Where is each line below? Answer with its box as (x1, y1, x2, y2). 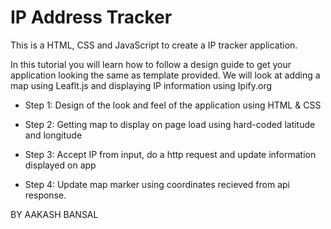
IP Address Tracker (10, 6, 173, 29)
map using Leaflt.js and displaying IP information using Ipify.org (10, 79, 273, 91)
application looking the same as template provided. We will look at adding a (10, 69, 321, 81)
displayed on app (24, 159, 97, 171)
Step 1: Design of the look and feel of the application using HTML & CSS (24, 99, 322, 111)
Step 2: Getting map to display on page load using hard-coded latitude (24, 118, 316, 130)
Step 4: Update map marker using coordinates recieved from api (24, 178, 290, 190)
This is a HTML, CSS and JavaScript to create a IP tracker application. (10, 39, 298, 51)
